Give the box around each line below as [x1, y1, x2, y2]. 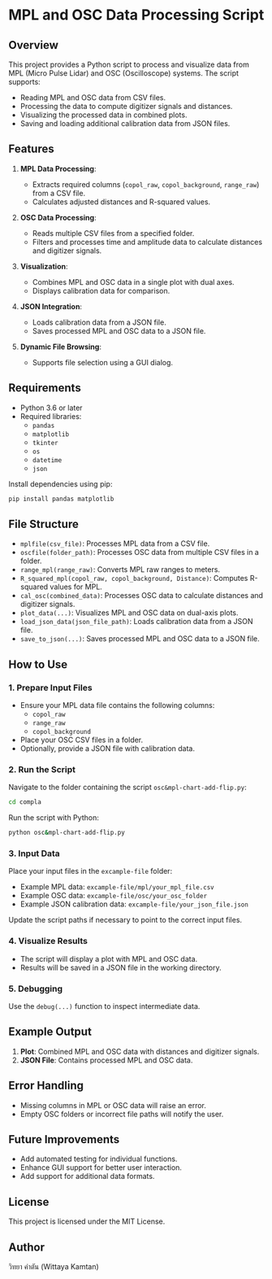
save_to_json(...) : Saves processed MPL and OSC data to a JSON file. [19, 634, 260, 644]
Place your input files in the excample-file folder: [8, 866, 173, 876]
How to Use [8, 657, 68, 671]
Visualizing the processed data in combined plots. [19, 110, 188, 120]
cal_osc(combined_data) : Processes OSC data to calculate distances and [19, 591, 264, 600]
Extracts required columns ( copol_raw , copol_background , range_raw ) [32, 179, 260, 189]
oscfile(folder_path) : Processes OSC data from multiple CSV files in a [19, 548, 260, 557]
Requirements [8, 381, 81, 395]
